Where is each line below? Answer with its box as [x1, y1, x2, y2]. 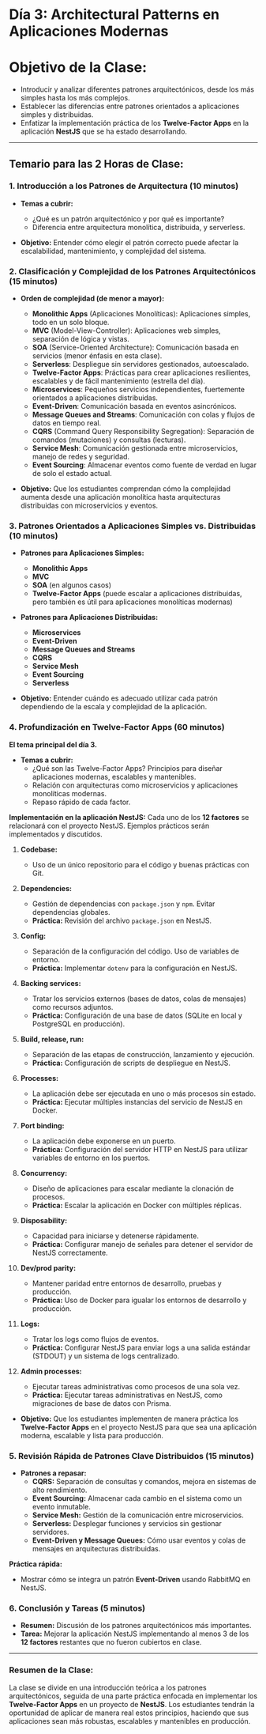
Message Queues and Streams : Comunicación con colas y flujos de [32, 410, 256, 420]
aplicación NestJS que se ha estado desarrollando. [20, 127, 188, 136]
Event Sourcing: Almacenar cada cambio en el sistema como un [32, 1494, 242, 1503]
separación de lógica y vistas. [32, 334, 129, 344]
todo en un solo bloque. [32, 318, 110, 327]
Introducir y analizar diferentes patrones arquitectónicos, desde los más [20, 85, 255, 94]
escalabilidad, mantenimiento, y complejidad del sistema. [20, 246, 207, 255]
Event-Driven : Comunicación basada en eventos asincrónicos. [32, 402, 237, 411]
